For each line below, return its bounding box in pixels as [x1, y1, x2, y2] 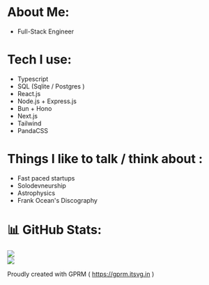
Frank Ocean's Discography [17, 196, 98, 204]
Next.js [17, 111, 38, 120]
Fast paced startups [17, 174, 75, 182]
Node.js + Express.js [17, 97, 77, 105]
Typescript [17, 75, 49, 83]
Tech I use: [7, 52, 72, 68]
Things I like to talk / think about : [7, 151, 203, 167]
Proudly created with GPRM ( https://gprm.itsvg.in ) [7, 270, 155, 278]
